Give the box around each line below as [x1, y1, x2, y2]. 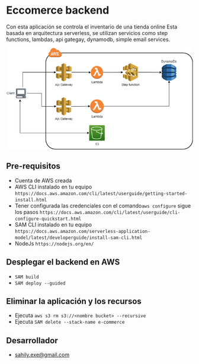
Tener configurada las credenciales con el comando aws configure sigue [14, 202, 191, 209]
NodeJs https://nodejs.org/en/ [14, 240, 94, 247]
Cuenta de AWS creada [14, 177, 72, 184]
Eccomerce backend [6, 4, 110, 17]
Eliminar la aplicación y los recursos [6, 296, 142, 306]
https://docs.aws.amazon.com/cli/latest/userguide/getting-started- [14, 190, 188, 196]
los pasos [14, 208, 38, 215]
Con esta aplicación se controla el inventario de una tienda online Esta [6, 23, 178, 30]
